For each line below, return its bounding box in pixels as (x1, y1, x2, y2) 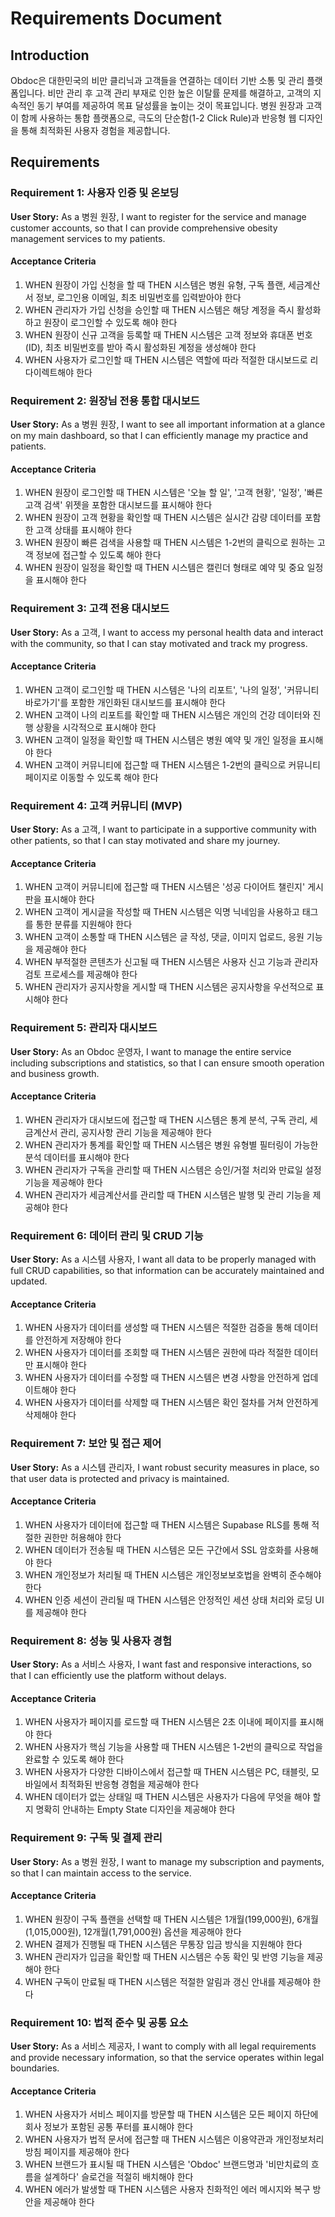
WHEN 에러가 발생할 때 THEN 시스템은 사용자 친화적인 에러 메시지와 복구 (24, 2183, 311, 2196)
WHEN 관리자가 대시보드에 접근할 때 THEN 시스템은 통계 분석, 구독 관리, (24, 1113, 308, 1126)
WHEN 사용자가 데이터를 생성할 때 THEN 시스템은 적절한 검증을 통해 (24, 1322, 292, 1334)
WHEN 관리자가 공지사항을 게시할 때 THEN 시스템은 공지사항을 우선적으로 (24, 981, 314, 993)
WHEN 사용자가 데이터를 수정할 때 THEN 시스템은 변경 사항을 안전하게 (24, 1372, 300, 1384)
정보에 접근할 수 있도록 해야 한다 (35, 549, 162, 561)
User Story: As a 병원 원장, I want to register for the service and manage (10, 210, 307, 222)
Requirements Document (10, 7, 223, 30)
